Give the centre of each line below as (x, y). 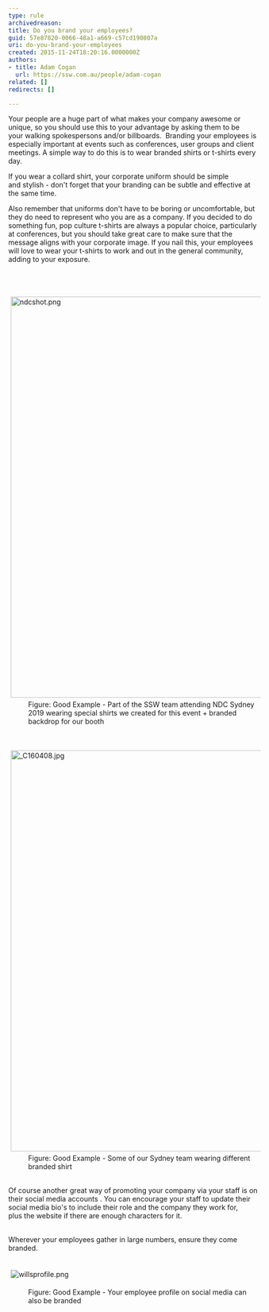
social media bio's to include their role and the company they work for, (123, 1207)
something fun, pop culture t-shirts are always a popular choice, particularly (133, 226)
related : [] (28, 82)
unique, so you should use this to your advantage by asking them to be (124, 127)
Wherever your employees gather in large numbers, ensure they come (123, 1240)
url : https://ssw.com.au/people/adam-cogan (88, 75)
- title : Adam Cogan (42, 68)
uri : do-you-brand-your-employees (65, 45)
